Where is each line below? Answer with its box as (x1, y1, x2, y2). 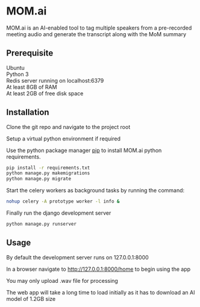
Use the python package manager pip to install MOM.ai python (6, 147, 162, 154)
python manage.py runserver (6, 221, 77, 227)
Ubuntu (6, 64, 25, 71)
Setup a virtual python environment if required (6, 135, 121, 142)
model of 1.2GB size (6, 295, 56, 302)
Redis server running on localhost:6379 (6, 77, 104, 84)
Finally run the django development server (6, 209, 111, 217)
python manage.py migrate (6, 176, 71, 182)
